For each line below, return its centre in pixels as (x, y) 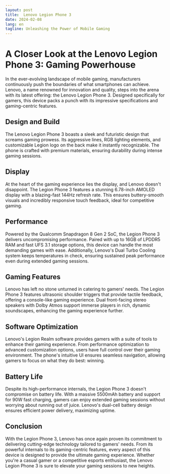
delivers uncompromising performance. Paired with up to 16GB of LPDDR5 (83, 239)
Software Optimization (42, 327)
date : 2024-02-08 (24, 19)
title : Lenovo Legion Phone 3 (38, 15)
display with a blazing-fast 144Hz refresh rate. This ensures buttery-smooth (84, 195)
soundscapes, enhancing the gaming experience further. (65, 311)
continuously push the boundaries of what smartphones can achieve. (78, 84)
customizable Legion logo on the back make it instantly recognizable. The (82, 145)
